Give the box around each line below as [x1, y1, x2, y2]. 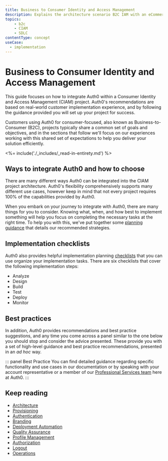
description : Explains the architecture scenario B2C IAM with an [5, 12, 146, 17]
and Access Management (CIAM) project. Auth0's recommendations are [5, 99, 154, 105]
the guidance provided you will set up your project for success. [5, 109, 135, 115]
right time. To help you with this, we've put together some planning [5, 219, 143, 225]
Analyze [12, 273, 29, 279]
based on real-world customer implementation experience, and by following [5, 104, 161, 110]
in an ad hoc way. [5, 349, 41, 355]
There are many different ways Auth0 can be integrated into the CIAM [5, 178, 149, 184]
